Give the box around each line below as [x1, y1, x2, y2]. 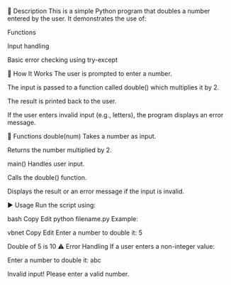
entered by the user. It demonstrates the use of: [7, 14, 147, 23]
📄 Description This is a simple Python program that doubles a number [7, 7, 210, 15]
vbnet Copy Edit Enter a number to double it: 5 [7, 228, 143, 237]
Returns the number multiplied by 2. [7, 146, 112, 154]
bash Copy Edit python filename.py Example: [7, 215, 138, 223]
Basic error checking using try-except [7, 55, 118, 64]
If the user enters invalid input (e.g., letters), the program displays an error [7, 111, 224, 119]
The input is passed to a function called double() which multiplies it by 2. [7, 83, 220, 92]
